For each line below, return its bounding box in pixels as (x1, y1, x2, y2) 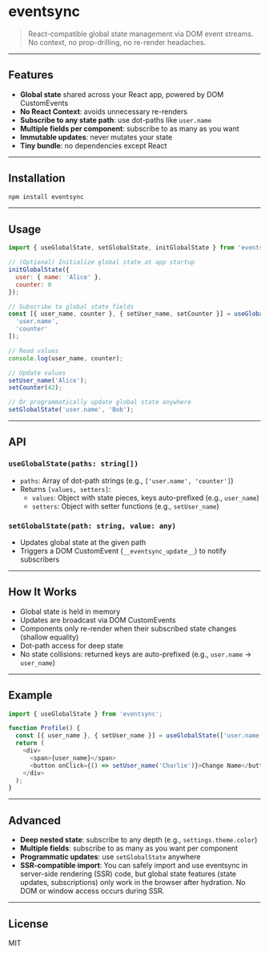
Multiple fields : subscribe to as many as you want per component (19, 843, 239, 853)
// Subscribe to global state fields (8, 302, 134, 311)
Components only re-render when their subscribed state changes (19, 623, 237, 633)
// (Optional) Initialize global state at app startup (8, 258, 195, 266)
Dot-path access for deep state (19, 640, 124, 650)
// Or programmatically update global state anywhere (8, 398, 192, 407)
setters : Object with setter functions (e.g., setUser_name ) (31, 501, 220, 511)
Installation (8, 172, 66, 185)
